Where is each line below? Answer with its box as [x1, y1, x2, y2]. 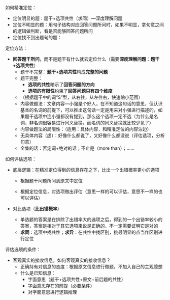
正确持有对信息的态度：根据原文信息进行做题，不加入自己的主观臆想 [20, 264, 163, 269]
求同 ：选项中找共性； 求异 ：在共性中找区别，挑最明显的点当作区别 [20, 229, 158, 235]
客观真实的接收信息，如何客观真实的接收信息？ [12, 257, 111, 263]
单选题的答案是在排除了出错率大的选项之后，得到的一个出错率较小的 [20, 216, 163, 223]
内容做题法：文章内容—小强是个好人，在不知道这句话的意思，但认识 [20, 101, 163, 106]
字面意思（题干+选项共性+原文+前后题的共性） [27, 277, 126, 282]
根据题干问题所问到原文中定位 [20, 178, 83, 183]
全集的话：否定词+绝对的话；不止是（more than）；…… [20, 145, 134, 151]
